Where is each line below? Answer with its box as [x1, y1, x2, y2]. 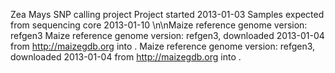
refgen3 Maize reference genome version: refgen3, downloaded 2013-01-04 [10, 30, 325, 41]
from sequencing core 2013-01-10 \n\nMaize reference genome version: [10, 19, 308, 31]
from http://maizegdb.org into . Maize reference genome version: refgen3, [10, 40, 316, 52]
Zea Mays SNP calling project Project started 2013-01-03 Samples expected [10, 9, 325, 20]
